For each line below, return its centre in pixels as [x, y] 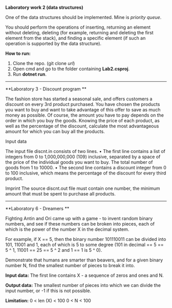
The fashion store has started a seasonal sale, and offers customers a [79, 99]
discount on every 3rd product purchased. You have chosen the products [83, 104]
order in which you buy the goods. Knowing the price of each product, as [82, 120]
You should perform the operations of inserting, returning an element [78, 27]
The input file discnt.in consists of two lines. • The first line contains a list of [85, 151]
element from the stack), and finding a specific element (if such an [76, 38]
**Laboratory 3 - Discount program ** [46, 89]
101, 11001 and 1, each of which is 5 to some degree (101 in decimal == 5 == [84, 245]
